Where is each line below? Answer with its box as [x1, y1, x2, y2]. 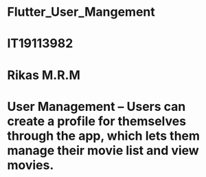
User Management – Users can [7, 98, 186, 114]
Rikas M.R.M [7, 67, 81, 83]
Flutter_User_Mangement [7, 4, 156, 20]
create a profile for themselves [7, 113, 187, 129]
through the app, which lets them [7, 128, 201, 143]
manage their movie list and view [7, 143, 199, 158]
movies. [7, 157, 54, 173]
